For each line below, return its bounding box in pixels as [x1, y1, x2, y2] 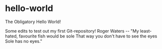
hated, [5, 33, 18, 39]
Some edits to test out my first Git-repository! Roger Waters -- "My [5, 28, 139, 34]
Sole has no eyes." [5, 38, 42, 44]
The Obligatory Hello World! [5, 19, 61, 24]
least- [140, 28, 152, 34]
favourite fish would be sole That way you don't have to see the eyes [19, 33, 158, 39]
